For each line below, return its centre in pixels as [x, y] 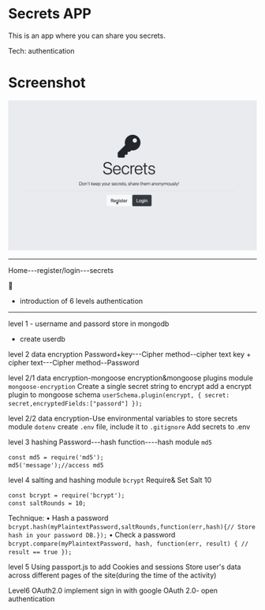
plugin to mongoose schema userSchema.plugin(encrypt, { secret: [119, 395]
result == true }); [40, 552]
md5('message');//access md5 [56, 465]
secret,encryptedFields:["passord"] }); [76, 403]
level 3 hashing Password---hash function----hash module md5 [110, 442]
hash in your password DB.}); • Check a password [92, 534]
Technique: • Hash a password [58, 518]
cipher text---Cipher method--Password [74, 362]
